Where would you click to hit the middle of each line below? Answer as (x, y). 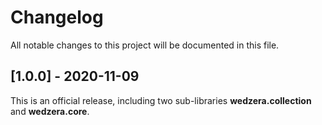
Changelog (57, 17)
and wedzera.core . (50, 111)
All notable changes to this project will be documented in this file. (145, 45)
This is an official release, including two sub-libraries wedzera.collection (161, 100)
